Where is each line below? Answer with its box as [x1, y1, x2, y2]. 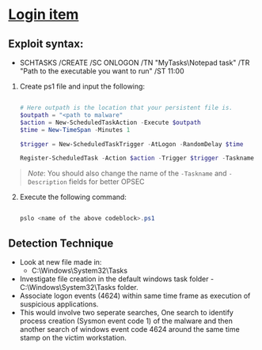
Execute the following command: [19, 192, 127, 202]
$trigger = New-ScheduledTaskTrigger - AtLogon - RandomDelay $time [19, 140, 244, 148]
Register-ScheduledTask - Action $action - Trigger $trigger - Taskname [19, 154, 255, 163]
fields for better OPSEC [68, 177, 145, 186]
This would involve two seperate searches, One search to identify [19, 307, 234, 317]
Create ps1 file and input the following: [19, 81, 145, 91]
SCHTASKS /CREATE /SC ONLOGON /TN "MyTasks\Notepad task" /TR [19, 58, 250, 67]
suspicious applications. [19, 299, 99, 309]
